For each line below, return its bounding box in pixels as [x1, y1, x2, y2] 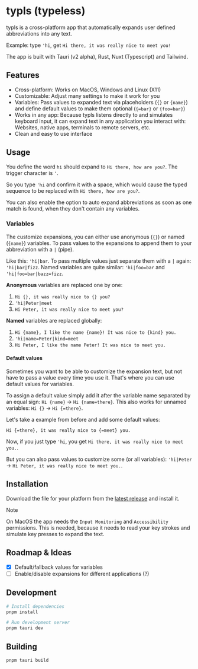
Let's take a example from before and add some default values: [6, 416, 161, 423]
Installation [6, 479, 48, 489]
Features [6, 70, 40, 81]
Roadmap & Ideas [6, 547, 72, 558]
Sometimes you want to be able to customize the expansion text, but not [6, 368, 182, 375]
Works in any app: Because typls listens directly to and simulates [14, 111, 173, 118]
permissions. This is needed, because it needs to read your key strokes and [6, 524, 190, 531]
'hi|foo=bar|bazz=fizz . [6, 270, 64, 277]
